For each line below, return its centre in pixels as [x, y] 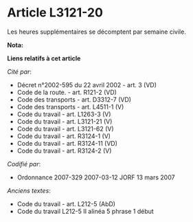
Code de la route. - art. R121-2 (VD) [67, 92]
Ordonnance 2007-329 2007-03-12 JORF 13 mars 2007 [96, 177]
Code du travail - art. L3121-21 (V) [65, 121]
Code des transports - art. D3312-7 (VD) [74, 99]
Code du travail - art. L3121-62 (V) [66, 129]
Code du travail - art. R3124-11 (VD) [67, 143]
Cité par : [20, 71]
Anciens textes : [29, 190]
